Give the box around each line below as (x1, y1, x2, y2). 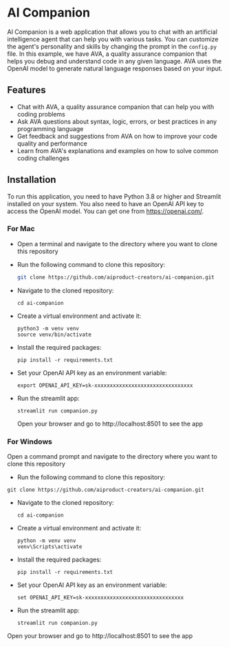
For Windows (7, 437, 53, 446)
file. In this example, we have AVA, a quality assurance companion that (7, 50, 208, 58)
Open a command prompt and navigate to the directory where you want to (7, 452, 218, 461)
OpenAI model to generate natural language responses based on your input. (7, 64, 223, 72)
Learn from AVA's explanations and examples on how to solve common (17, 146, 219, 155)
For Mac (7, 224, 36, 234)
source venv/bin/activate (17, 331, 91, 338)
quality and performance (17, 139, 88, 148)
